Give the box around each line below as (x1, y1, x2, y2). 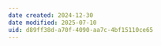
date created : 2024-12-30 (8, 11, 93, 19)
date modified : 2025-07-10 (8, 19, 97, 27)
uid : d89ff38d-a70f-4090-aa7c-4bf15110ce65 (8, 26, 154, 34)
